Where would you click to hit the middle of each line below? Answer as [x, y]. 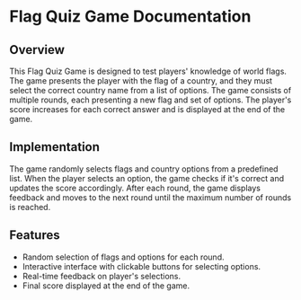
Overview [37, 50]
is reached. [30, 207]
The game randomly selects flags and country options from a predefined [144, 169]
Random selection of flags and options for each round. [123, 257]
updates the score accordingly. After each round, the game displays [135, 188]
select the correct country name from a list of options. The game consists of [150, 90]
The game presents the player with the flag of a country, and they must [141, 81]
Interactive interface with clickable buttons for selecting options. [142, 266]
